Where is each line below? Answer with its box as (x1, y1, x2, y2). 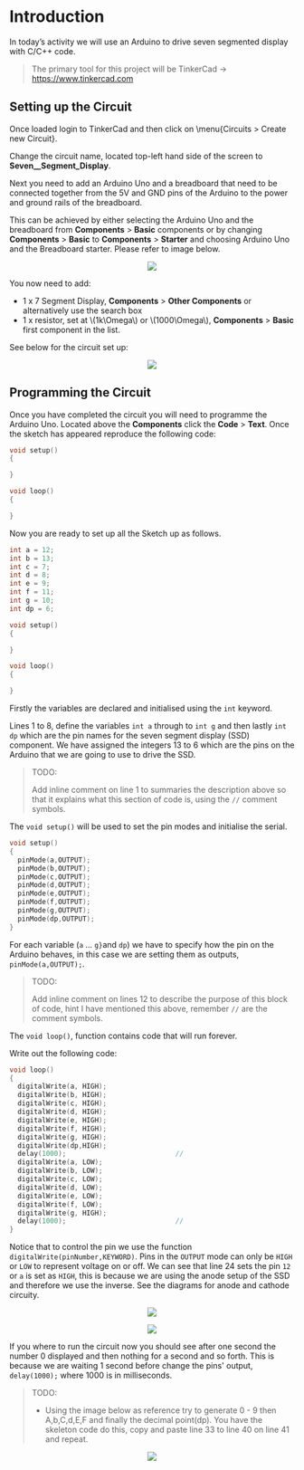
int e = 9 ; (9, 579, 51, 588)
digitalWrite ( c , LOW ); (17, 1175, 103, 1184)
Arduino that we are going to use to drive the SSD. (9, 749, 196, 760)
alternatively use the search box (22, 305, 143, 316)
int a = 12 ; (9, 545, 54, 554)
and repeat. (44, 1434, 89, 1445)
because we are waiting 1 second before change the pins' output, (9, 1360, 253, 1371)
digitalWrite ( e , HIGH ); (17, 1115, 107, 1124)
